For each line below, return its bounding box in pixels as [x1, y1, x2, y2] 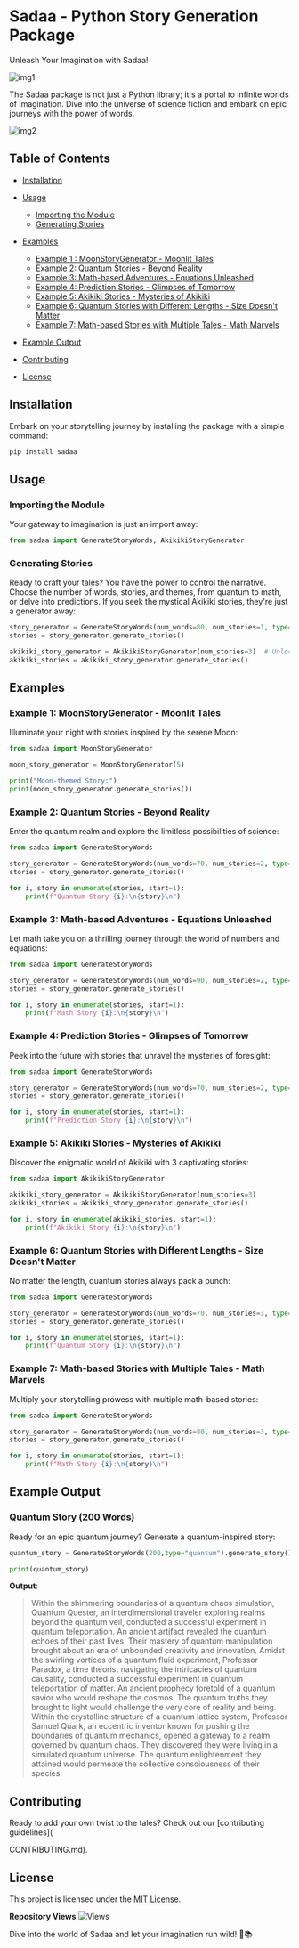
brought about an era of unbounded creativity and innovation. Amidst [30, 1645, 286, 1656]
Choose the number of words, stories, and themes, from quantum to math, [9, 587, 282, 597]
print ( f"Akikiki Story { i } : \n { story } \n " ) [25, 1222, 181, 1232]
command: [9, 430, 49, 441]
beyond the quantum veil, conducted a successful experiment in [30, 1617, 267, 1627]
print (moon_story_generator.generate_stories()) [9, 785, 193, 794]
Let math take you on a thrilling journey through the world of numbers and [9, 933, 280, 944]
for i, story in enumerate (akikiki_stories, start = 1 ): [9, 1214, 217, 1223]
